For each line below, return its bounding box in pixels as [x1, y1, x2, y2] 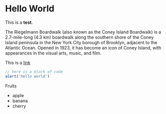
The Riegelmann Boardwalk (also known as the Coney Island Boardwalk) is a [5, 29, 162, 35]
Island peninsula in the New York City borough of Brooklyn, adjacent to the [5, 39, 158, 45]
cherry [12, 103, 26, 109]
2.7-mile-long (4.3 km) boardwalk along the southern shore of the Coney [5, 34, 154, 40]
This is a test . [5, 19, 33, 25]
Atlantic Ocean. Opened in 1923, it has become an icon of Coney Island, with [5, 45, 162, 51]
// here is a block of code [5, 69, 63, 74]
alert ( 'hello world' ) [5, 74, 50, 79]
